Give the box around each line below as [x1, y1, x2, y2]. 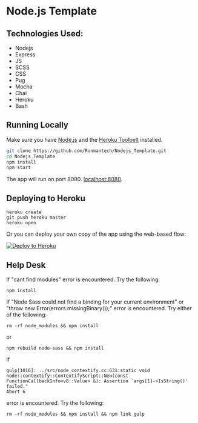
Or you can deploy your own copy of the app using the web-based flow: [6, 230, 186, 238]
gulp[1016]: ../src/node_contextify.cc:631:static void [6, 367, 150, 373]
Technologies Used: [6, 28, 84, 39]
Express [15, 51, 36, 58]
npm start [6, 165, 31, 171]
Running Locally [6, 120, 68, 130]
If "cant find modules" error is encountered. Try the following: [6, 276, 160, 283]
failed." [6, 383, 28, 389]
